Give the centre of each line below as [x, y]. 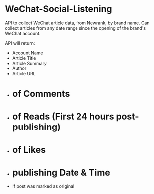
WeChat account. [23, 33]
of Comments [41, 94]
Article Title [24, 58]
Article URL [24, 73]
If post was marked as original [43, 186]
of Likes [29, 150]
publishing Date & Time [61, 172]
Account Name [28, 53]
